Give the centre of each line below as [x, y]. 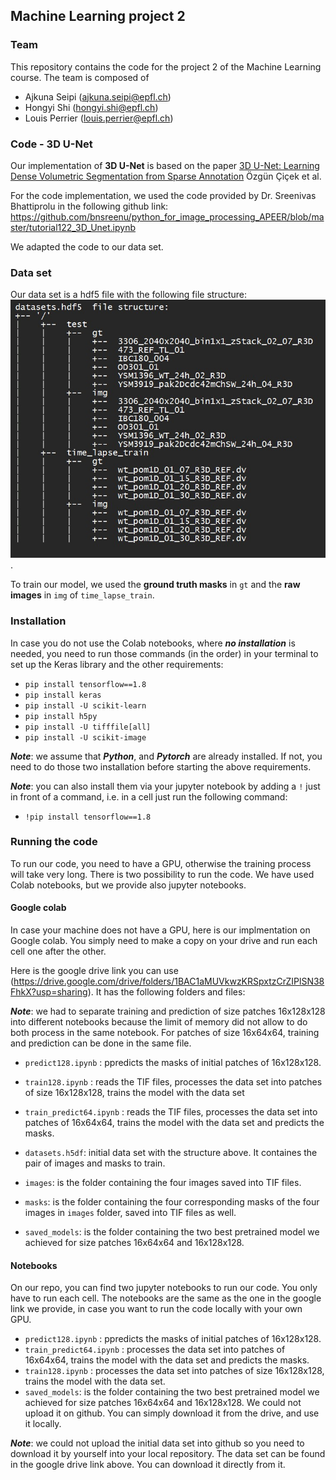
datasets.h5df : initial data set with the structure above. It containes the [171, 1152]
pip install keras [63, 695]
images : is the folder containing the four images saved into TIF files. [163, 1182]
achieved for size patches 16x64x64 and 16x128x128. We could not [163, 1403]
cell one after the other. [58, 951]
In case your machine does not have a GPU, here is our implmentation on [160, 930]
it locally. [43, 1424]
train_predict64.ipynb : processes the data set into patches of [155, 1350]
